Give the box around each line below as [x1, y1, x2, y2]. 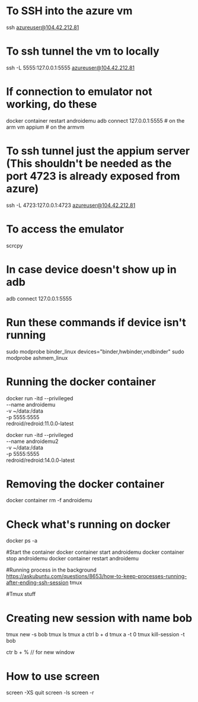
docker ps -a [6, 537, 37, 544]
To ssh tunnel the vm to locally [6, 44, 160, 58]
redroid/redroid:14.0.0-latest [6, 457, 75, 464]
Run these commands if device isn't [6, 315, 186, 329]
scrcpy [6, 242, 23, 249]
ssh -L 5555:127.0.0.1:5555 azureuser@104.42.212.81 [6, 64, 135, 71]
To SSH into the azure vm [6, 4, 133, 18]
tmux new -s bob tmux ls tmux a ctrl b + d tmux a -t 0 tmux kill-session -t [6, 631, 185, 638]
